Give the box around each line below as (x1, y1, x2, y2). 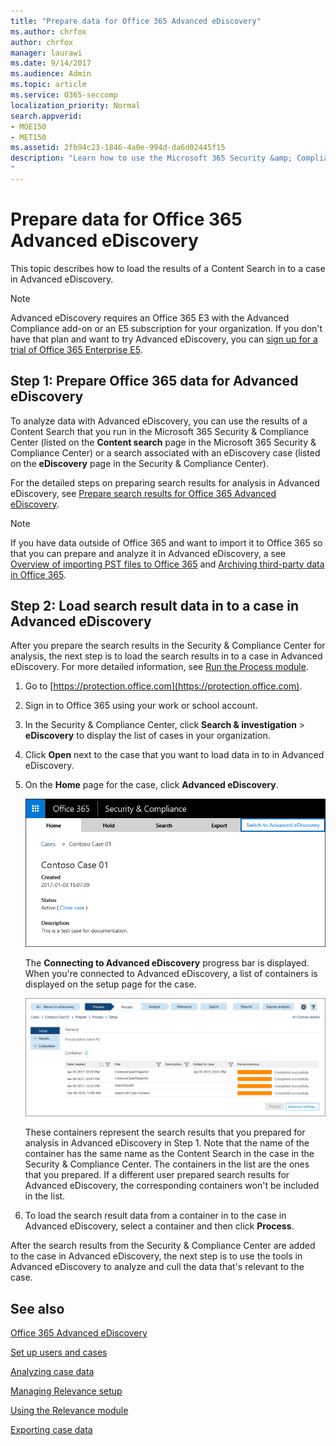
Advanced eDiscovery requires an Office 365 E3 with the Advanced (10, 311, 290, 324)
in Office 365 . (10, 568, 67, 580)
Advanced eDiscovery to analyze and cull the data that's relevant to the (10, 1261, 305, 1273)
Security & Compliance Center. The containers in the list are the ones (24, 1158, 310, 1170)
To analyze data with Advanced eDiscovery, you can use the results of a (10, 415, 308, 427)
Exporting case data (10, 1424, 93, 1436)
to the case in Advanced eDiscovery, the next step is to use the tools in (10, 1250, 303, 1262)
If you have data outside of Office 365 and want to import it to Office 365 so (10, 536, 323, 549)
